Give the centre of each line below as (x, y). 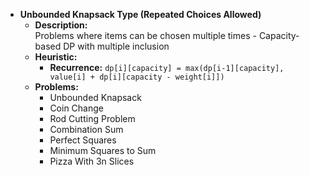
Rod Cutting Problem (92, 118)
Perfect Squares (83, 140)
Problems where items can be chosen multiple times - (145, 35)
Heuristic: (56, 57)
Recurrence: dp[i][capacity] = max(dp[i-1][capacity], (167, 67)
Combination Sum (86, 129)
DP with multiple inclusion (116, 46)
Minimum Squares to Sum (103, 150)
